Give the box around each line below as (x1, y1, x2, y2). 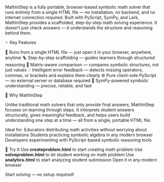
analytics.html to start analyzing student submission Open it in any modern (5, 157, 158, 162)
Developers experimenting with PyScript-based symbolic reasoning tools (5, 137, 152, 143)
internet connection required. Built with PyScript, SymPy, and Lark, (5, 15, 139, 20)
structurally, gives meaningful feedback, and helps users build (5, 112, 130, 118)
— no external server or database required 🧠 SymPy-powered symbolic (5, 78, 149, 83)
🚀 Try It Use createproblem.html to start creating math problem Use (5, 146, 143, 152)
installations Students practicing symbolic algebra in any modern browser (5, 132, 153, 138)
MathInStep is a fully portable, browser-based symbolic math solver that (5, 4, 150, 10)
